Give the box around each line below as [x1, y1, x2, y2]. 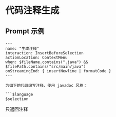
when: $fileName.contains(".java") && [5, 60, 88, 65]
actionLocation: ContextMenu [5, 55, 68, 60]
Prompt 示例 [5, 27, 45, 35]
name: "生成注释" [5, 46, 40, 51]
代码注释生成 [5, 5, 60, 16]
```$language [5, 92, 33, 97]
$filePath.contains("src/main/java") [5, 64, 86, 69]
